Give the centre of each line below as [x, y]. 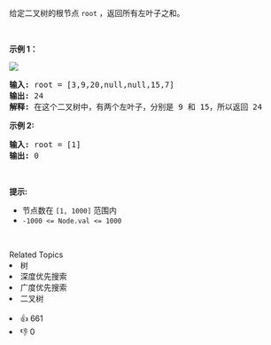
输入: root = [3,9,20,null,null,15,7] [92, 85]
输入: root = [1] [45, 145]
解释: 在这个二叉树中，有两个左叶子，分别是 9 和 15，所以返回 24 [136, 107]
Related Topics [36, 255]
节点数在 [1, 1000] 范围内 [70, 210]
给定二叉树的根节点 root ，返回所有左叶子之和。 [97, 13]
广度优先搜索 [44, 287]
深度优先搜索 [44, 276]
